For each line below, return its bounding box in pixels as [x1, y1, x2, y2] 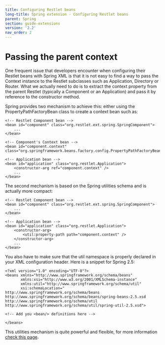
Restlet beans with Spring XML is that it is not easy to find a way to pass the [5, 72, 159, 79]
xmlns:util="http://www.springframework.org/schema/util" [20, 281, 141, 286]
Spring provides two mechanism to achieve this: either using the [5, 103, 135, 109]
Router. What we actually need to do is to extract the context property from [5, 83, 157, 89]
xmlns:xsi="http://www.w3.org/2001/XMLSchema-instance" [20, 277, 137, 282]
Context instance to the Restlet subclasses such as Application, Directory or [5, 78, 159, 84]
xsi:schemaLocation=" [20, 285, 65, 291]
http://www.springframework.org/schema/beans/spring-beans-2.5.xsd [5, 294, 146, 299]
